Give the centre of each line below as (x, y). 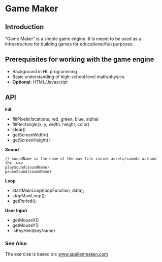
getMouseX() (26, 220)
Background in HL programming (45, 71)
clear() (19, 130)
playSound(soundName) (27, 167)
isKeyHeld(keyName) (33, 230)
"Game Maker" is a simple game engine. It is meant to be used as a (73, 39)
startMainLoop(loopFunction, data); (48, 190)
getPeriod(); (24, 201)
